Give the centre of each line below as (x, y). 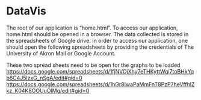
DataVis (26, 11)
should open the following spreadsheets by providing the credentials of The (100, 47)
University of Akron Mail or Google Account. (61, 53)
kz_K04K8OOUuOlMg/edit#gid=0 (48, 90)
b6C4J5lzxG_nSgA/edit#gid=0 (44, 78)
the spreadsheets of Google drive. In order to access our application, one (97, 40)
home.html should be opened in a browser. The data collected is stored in (97, 34)
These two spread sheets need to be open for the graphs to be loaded (93, 65)
